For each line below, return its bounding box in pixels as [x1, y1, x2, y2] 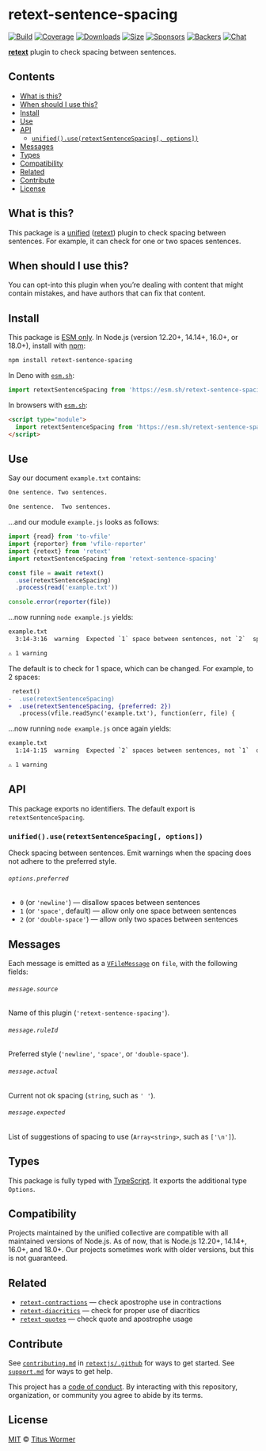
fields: [8, 967, 29, 976]
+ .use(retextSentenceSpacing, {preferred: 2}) [8, 702, 172, 710]
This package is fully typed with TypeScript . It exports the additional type [8, 1175, 247, 1186]
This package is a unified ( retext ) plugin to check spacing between [8, 227, 226, 237]
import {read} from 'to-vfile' [8, 533, 112, 540]
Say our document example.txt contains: [8, 473, 141, 483]
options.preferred [8, 874, 69, 883]
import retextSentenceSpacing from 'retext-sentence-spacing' [8, 555, 218, 563]
